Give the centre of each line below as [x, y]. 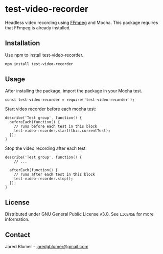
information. [17, 219]
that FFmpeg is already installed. [38, 27]
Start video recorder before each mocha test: [51, 109]
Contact [18, 235]
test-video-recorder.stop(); [44, 179]
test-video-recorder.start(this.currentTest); [62, 131]
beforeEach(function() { [35, 122]
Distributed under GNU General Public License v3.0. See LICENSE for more [80, 214]
